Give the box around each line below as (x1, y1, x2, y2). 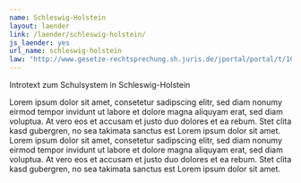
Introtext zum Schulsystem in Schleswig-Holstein (9, 80, 191, 90)
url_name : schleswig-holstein (9, 47, 123, 56)
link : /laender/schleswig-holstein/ (9, 30, 146, 39)
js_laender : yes (9, 38, 70, 48)
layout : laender (9, 22, 70, 30)
